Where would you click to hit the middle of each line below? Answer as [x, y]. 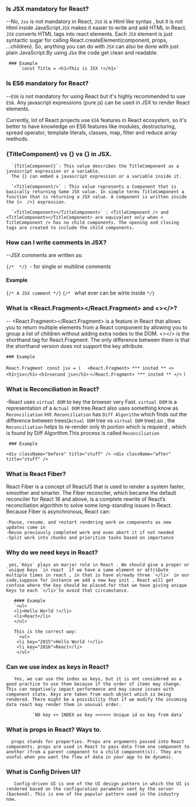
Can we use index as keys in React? [58, 667]
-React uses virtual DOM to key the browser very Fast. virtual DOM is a [92, 401]
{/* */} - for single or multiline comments [59, 266]
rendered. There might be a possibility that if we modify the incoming [97, 699]
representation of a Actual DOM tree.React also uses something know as [92, 408]
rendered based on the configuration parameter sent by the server [90, 789]
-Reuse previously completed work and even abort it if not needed [90, 533]
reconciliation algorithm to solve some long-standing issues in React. [89, 505]
